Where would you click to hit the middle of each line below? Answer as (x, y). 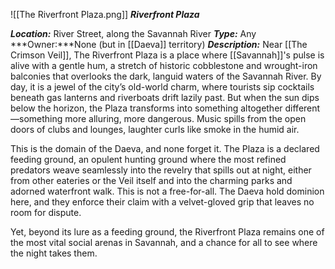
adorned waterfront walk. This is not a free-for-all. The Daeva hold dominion (167, 191)
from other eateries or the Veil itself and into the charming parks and (151, 180)
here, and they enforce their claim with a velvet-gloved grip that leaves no (162, 202)
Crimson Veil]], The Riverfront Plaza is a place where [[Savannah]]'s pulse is (167, 55)
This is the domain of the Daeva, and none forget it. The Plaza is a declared (165, 148)
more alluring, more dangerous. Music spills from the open (185, 118)
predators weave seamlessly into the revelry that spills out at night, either (161, 170)
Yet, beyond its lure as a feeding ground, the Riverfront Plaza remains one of (167, 232)
